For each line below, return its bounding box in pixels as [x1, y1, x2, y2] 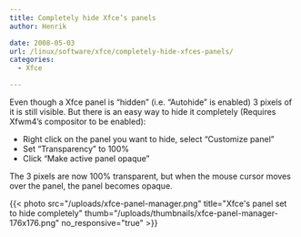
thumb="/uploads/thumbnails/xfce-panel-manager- [85, 208, 279, 219]
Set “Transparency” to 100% [22, 143, 130, 154]
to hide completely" [9, 208, 84, 219]
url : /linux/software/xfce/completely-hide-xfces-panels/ [9, 46, 234, 56]
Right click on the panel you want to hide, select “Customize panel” [22, 134, 275, 144]
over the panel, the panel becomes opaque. [9, 180, 173, 191]
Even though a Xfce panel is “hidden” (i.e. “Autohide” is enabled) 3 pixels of [9, 97, 293, 108]
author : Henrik [9, 22, 67, 31]
